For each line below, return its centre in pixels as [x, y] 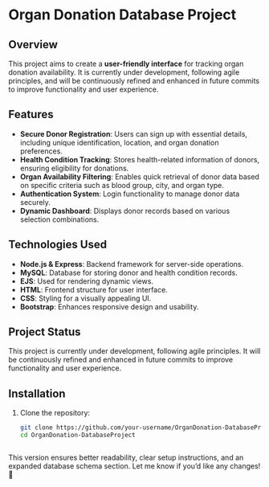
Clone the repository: [55, 413]
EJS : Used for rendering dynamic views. [87, 281]
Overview [33, 45]
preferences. [41, 151]
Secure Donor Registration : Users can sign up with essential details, [133, 133]
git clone [37, 428]
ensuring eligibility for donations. [74, 168]
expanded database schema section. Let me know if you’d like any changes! [134, 466]
